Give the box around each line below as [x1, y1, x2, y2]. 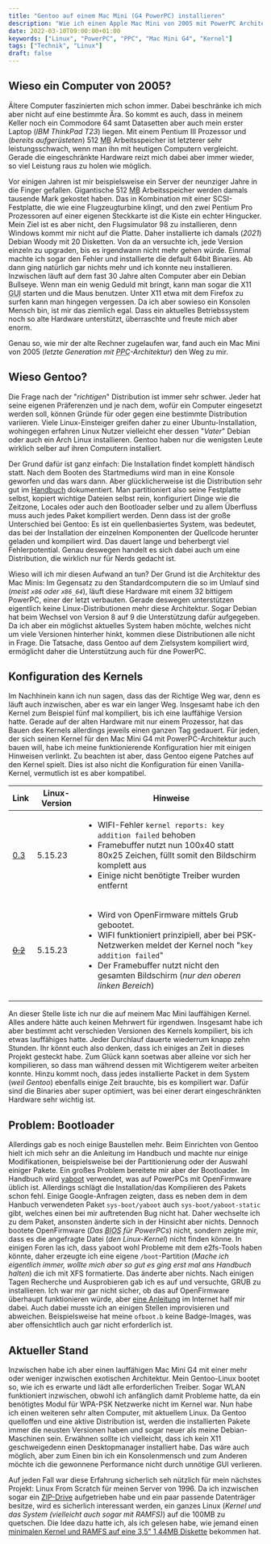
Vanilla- [219, 760, 244, 770]
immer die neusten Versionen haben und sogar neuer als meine [8, 1425, 219, 1435]
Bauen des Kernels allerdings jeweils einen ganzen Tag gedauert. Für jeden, [8, 725, 261, 736]
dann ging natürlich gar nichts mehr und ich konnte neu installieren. [8, 262, 233, 272]
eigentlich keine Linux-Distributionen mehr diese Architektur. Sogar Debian [8, 603, 256, 613]
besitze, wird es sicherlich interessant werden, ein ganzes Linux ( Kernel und [8, 1501, 261, 1511]
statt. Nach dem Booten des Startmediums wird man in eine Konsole [8, 467, 236, 477]
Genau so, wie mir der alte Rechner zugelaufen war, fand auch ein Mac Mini [8, 338, 261, 348]
